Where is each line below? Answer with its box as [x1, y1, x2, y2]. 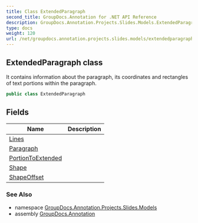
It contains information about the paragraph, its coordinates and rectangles [6, 73, 189, 80]
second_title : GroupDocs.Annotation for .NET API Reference [6, 14, 157, 20]
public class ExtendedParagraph [6, 91, 85, 97]
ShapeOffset [9, 173, 44, 181]
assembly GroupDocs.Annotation [14, 210, 95, 217]
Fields [6, 107, 29, 118]
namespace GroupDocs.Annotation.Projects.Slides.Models [14, 204, 157, 211]
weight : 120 [6, 31, 35, 36]
